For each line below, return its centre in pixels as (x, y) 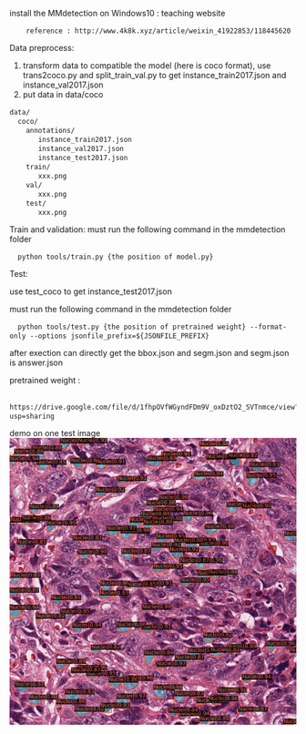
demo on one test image (55, 433)
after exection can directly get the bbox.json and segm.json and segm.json (149, 353)
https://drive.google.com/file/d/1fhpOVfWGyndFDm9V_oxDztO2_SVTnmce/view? (154, 407)
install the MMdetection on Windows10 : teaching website (117, 13)
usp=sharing (32, 416)
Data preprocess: (42, 48)
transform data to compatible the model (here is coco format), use (147, 66)
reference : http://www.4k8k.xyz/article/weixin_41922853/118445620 (158, 31)
